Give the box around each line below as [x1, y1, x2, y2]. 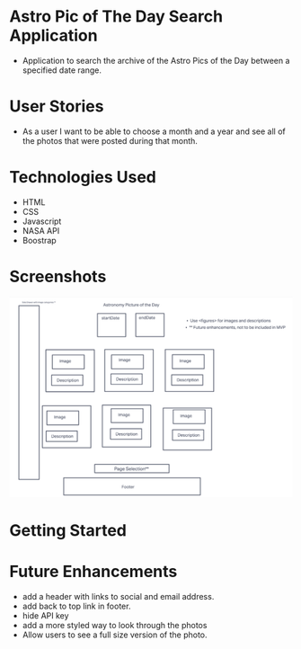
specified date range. [22, 65, 102, 76]
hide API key [22, 609, 69, 621]
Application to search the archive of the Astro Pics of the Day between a [22, 55, 290, 66]
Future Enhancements [9, 561, 178, 582]
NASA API [22, 225, 60, 236]
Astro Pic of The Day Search [9, 6, 223, 27]
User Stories [9, 96, 104, 117]
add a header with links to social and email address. [22, 591, 215, 601]
